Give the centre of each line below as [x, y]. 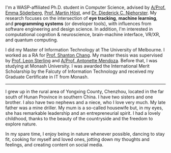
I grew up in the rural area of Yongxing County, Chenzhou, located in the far [85, 92]
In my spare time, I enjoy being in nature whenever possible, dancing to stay [85, 134]
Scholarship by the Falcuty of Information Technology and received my [80, 71]
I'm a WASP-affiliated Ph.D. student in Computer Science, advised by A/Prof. [85, 7]
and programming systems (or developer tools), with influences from [78, 23]
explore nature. [21, 124]
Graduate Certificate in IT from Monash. [47, 77]
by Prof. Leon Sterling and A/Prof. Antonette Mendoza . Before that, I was [81, 60]
